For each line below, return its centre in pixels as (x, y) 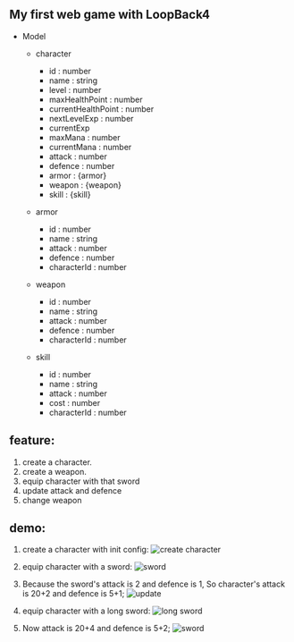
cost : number (75, 402)
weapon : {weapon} (85, 185)
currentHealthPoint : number (101, 109)
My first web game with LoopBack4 (110, 15)
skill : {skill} (70, 194)
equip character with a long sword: (86, 611)
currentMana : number (90, 147)
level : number (75, 89)
